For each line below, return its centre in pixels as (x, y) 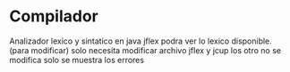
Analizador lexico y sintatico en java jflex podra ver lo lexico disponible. (141, 41)
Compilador (54, 16)
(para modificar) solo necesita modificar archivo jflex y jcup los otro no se (145, 50)
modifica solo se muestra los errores (77, 60)
